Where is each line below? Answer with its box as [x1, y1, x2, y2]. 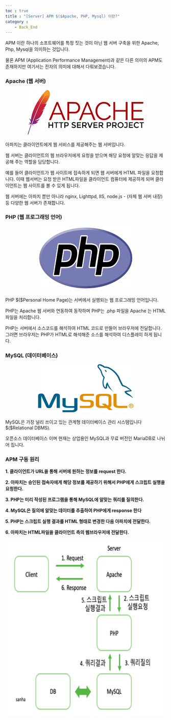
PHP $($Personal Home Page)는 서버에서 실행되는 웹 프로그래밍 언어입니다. [5, 296, 159, 303]
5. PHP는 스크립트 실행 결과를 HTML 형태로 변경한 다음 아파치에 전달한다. [5, 518, 151, 525]
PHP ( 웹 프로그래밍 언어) [5, 213, 62, 221]
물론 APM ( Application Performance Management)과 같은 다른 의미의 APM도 [5, 57, 163, 64]
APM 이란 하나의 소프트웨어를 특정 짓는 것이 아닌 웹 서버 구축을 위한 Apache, [5, 40, 159, 46]
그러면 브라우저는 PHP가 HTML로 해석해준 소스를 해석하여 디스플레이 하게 [5, 331, 153, 337]
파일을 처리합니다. [5, 314, 41, 320]
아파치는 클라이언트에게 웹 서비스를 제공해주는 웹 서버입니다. [5, 141, 126, 147]
